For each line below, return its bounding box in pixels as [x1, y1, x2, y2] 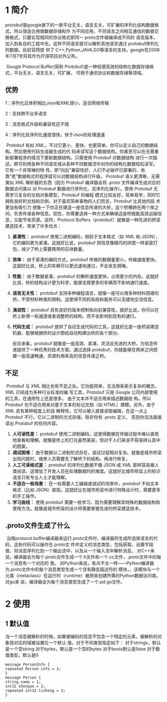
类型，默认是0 [9, 652, 39, 658]
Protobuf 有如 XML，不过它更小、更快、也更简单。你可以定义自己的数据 [6, 142, 154, 148]
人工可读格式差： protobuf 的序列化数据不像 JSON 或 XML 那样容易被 [12, 462, 155, 468]
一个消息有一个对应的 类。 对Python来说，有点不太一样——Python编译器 [5, 560, 154, 566]
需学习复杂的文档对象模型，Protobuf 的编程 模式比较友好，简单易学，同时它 [5, 192, 161, 198]
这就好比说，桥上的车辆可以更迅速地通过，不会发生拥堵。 [12, 263, 130, 268]
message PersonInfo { [5, 662, 50, 667]
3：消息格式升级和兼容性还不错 [5, 121, 69, 127]
